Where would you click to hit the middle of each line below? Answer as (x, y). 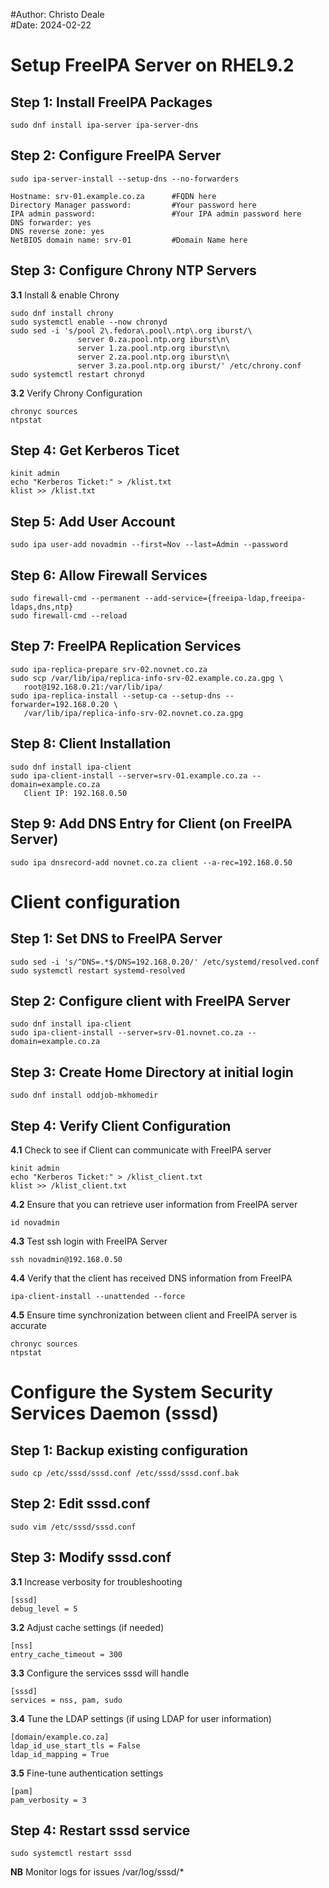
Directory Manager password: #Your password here (133, 205)
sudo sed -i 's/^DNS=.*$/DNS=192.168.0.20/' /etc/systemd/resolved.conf (165, 962)
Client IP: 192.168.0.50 (75, 793)
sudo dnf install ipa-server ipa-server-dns (104, 125)
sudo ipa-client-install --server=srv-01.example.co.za (129, 775)
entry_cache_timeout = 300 (66, 1654)
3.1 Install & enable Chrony (65, 295)
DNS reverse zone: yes (57, 231)
